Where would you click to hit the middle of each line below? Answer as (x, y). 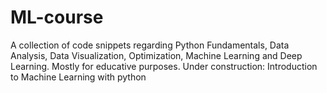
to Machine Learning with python (78, 77)
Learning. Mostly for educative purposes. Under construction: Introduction (164, 66)
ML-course (57, 17)
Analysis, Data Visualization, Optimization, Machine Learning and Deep (156, 55)
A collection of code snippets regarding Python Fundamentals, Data (150, 45)
